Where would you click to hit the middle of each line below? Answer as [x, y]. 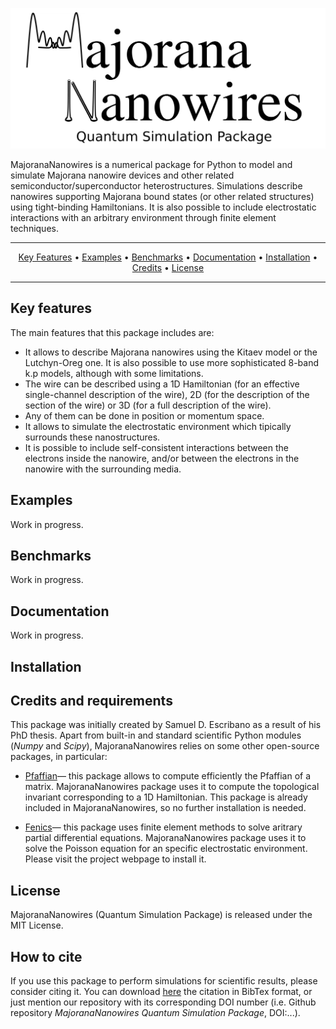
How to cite [46, 956]
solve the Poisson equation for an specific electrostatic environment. [166, 849]
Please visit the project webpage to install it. [115, 859]
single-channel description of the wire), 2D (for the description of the [167, 394]
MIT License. [37, 925]
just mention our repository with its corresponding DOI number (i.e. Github [163, 1002]
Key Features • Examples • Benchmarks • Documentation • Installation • [168, 257]
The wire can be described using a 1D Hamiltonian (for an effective [162, 384]
